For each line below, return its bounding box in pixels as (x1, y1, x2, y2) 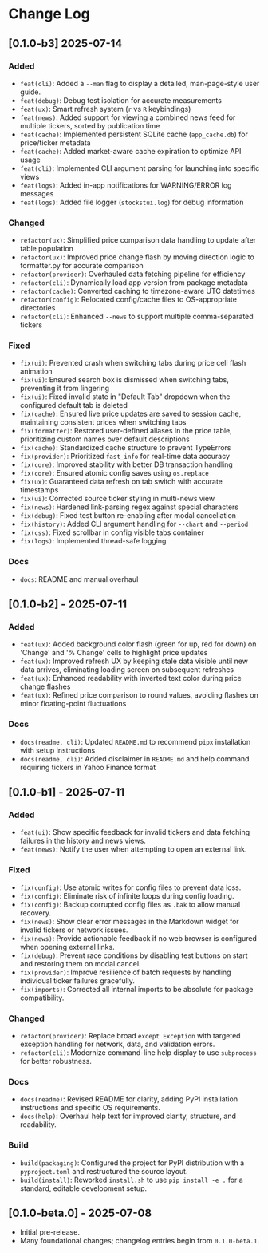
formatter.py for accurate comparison (19, 261, 144, 271)
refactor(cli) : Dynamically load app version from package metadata (19, 278, 249, 287)
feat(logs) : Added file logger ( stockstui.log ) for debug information (19, 197, 245, 207)
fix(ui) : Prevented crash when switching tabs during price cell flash (19, 358, 246, 368)
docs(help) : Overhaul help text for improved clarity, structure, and (19, 1111, 237, 1121)
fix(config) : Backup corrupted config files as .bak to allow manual (19, 899, 241, 909)
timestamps (19, 485, 59, 495)
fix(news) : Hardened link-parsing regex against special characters (19, 502, 239, 512)
